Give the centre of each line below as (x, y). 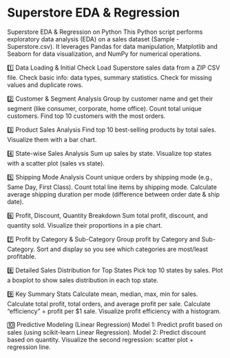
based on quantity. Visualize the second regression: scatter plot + (101, 339)
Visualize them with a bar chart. (52, 139)
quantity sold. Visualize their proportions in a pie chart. (85, 225)
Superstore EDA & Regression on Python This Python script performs (105, 32)
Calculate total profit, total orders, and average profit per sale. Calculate (109, 304)
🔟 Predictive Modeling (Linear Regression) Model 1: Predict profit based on (115, 324)
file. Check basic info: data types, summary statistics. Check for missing (109, 77)
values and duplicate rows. (45, 85)
